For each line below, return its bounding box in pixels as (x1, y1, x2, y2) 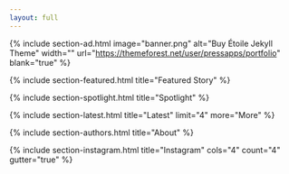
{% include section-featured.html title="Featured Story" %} (9, 74, 231, 86)
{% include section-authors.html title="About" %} (9, 127, 195, 138)
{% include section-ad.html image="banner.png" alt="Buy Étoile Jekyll (9, 38, 274, 49)
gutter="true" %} (9, 154, 73, 165)
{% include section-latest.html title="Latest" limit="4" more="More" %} (9, 109, 275, 120)
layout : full (9, 13, 59, 23)
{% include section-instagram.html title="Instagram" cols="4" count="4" (9, 144, 281, 155)
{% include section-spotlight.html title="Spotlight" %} (9, 92, 210, 103)
